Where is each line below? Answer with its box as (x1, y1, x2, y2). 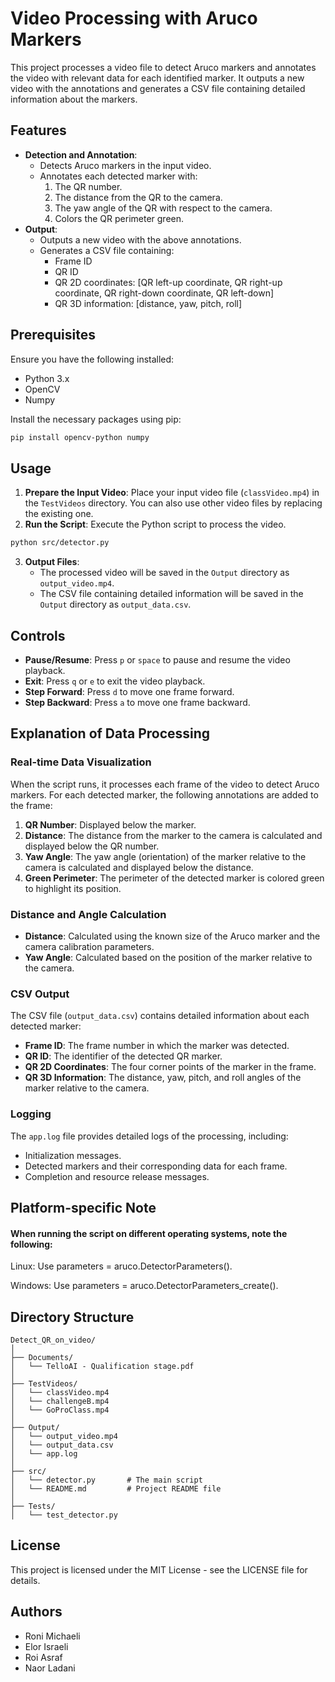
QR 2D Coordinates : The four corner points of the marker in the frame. (24, 1061, 317, 1073)
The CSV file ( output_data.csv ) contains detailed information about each (10, 1010, 310, 1022)
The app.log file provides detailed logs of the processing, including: (10, 1130, 289, 1142)
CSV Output (10, 987, 70, 1001)
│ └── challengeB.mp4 (10, 1396, 110, 1406)
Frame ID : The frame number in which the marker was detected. (24, 1040, 290, 1052)
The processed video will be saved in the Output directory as (39, 567, 290, 579)
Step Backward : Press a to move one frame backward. (24, 696, 251, 708)
